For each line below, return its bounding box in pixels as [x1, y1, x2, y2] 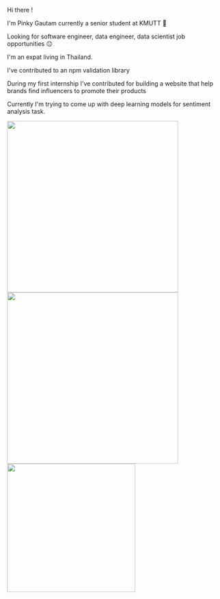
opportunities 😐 [7, 40, 53, 47]
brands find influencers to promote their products [7, 87, 147, 95]
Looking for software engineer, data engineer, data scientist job [7, 32, 186, 40]
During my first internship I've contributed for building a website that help [7, 80, 214, 88]
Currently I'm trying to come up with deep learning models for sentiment [7, 100, 211, 108]
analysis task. [7, 108, 46, 115]
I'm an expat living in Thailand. [7, 53, 93, 61]
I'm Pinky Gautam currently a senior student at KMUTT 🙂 [7, 19, 167, 27]
